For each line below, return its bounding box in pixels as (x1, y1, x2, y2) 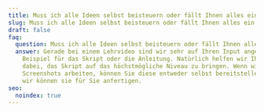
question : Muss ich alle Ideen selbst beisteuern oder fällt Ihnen (15, 41, 241, 48)
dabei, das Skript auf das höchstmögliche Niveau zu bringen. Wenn (22, 63, 247, 70)
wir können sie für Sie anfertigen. (22, 77, 143, 84)
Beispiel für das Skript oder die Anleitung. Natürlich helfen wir (22, 55, 247, 63)
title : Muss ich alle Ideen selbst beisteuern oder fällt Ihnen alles (8, 11, 244, 20)
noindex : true (15, 91, 61, 99)
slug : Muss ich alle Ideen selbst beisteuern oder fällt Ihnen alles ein (8, 19, 255, 27)
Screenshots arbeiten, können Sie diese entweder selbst (22, 70, 213, 77)
